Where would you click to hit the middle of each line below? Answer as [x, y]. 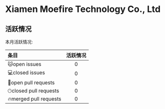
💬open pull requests [31, 82]
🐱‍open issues [24, 64]
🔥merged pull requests [34, 99]
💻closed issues [26, 72]
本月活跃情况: [19, 42]
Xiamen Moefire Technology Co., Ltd [83, 9]
